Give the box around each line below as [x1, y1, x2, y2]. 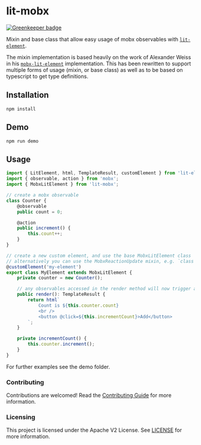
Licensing [6, 413, 36, 421]
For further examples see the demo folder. [6, 363, 111, 370]
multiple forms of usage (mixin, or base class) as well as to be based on [6, 66, 184, 73]
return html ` [28, 297, 60, 303]
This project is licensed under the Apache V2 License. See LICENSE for [6, 426, 182, 434]
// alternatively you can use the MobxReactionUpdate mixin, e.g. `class [6, 258, 194, 264]
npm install [6, 106, 36, 112]
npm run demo [6, 138, 39, 144]
